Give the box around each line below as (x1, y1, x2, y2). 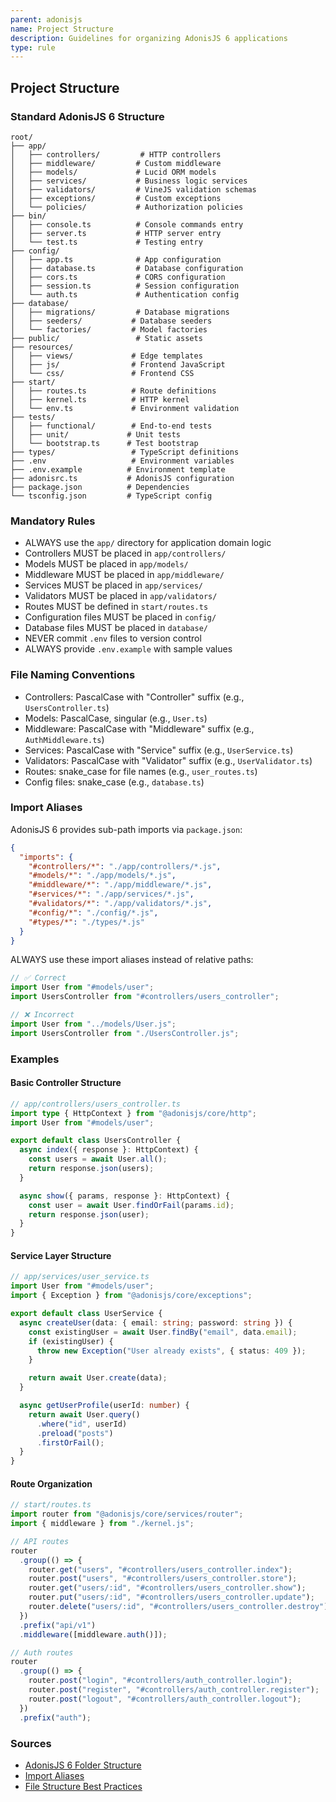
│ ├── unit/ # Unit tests (10, 429, 182, 440)
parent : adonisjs (10, 14, 83, 25)
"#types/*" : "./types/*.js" (28, 917, 145, 927)
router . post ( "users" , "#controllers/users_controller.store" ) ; (28, 1574, 298, 1584)
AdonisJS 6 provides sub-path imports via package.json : (10, 823, 243, 835)
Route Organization (10, 1477, 93, 1490)
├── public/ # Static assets (10, 333, 203, 343)
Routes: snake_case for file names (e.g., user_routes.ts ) (24, 765, 258, 777)
